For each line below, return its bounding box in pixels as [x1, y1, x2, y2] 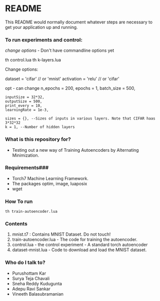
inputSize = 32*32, [5, 95, 45, 100]
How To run [5, 198, 33, 205]
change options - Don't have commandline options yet [5, 47, 114, 54]
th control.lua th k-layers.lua [5, 57, 61, 63]
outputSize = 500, [5, 99, 42, 104]
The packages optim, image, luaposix [12, 181, 88, 186]
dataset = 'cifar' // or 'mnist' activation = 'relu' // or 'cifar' [5, 76, 120, 82]
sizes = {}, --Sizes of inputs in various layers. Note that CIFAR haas [5, 116, 156, 121]
